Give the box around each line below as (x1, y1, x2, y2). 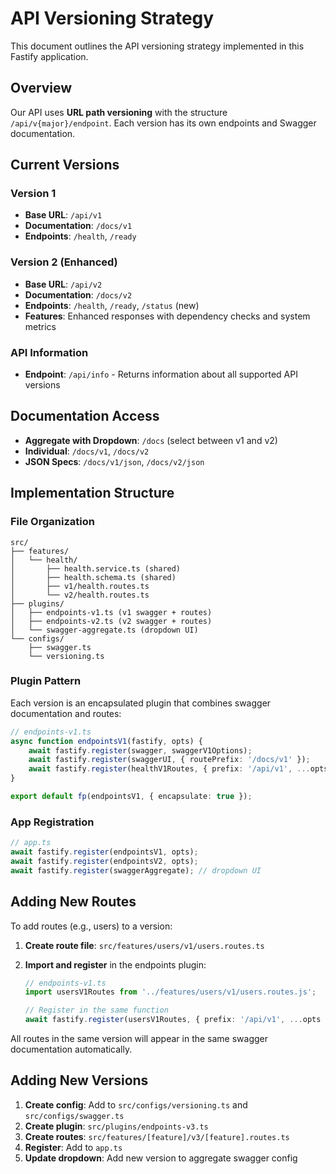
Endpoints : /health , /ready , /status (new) (24, 299, 200, 311)
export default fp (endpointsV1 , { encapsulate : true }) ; (10, 792, 253, 802)
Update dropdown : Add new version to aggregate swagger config (24, 1152, 298, 1164)
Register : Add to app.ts (24, 1141, 123, 1153)
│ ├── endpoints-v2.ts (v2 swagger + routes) (10, 616, 213, 626)
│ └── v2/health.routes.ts (10, 590, 150, 600)
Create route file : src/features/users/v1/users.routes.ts (24, 939, 265, 951)
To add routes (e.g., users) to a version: (10, 920, 173, 932)
